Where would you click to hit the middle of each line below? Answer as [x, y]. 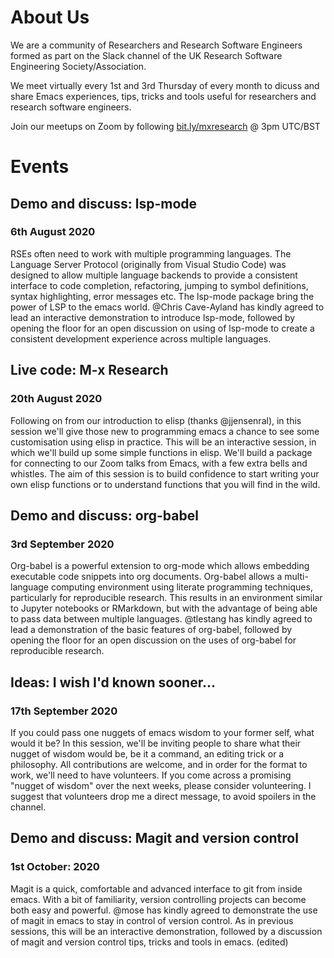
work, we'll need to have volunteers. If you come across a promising [151, 775]
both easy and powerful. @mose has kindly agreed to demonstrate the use [164, 910]
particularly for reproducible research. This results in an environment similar [166, 598]
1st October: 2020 [55, 867]
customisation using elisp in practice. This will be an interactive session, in [163, 442]
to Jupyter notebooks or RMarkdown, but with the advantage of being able [164, 608]
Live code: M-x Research [89, 370]
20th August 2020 [56, 399]
